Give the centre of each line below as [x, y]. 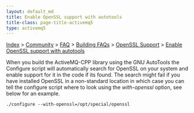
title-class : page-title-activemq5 [50, 22]
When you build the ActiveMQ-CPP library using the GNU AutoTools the [93, 62]
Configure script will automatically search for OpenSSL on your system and [97, 69]
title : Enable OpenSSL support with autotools [64, 17]
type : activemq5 [26, 28]
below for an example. [33, 94]
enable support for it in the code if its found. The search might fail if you [93, 75]
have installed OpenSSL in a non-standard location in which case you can [95, 81]
